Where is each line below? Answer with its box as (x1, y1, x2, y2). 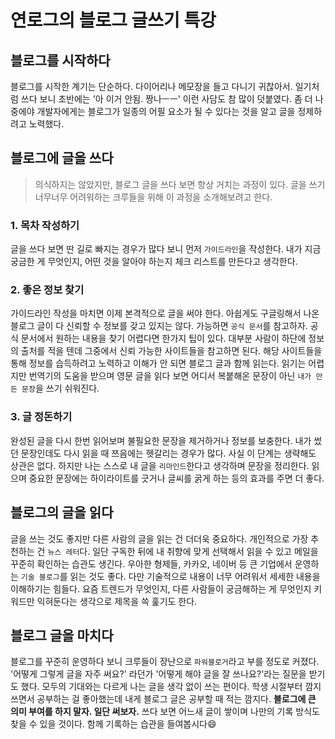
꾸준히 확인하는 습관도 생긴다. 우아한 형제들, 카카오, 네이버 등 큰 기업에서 (10, 557, 293, 570)
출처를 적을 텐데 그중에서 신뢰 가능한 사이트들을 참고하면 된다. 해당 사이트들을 (20, 345, 323, 357)
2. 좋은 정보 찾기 (10, 283, 85, 297)
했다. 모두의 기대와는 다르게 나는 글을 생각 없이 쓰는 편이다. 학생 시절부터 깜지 (20, 681, 322, 693)
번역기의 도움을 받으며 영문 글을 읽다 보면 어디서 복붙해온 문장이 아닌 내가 (28, 370, 312, 382)
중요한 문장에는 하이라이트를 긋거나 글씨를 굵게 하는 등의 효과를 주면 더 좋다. (28, 472, 325, 484)
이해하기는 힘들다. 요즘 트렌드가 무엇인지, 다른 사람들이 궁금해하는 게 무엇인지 (10, 582, 312, 595)
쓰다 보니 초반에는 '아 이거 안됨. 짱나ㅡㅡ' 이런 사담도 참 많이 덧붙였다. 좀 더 (20, 93, 313, 105)
